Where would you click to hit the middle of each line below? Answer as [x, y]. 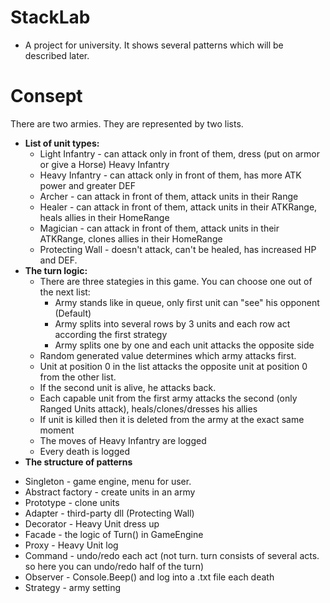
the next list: [65, 292]
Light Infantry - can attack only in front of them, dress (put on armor [179, 153]
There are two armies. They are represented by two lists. [127, 123]
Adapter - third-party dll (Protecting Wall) [109, 513]
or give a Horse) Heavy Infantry [104, 164]
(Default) [73, 313]
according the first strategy [111, 334]
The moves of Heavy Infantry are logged [123, 440]
